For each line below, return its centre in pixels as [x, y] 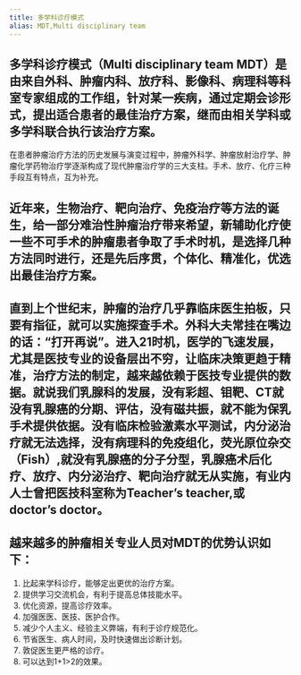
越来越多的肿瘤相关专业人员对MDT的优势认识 [134, 543]
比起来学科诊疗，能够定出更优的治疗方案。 [100, 583]
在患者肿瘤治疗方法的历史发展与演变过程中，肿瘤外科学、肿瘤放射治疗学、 [146, 155]
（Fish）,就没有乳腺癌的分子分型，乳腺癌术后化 [141, 460]
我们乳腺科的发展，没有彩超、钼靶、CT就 [170, 393]
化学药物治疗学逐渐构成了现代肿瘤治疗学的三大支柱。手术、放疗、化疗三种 [154, 166]
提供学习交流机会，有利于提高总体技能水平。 [105, 594]
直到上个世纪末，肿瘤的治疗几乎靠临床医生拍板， [144, 308]
